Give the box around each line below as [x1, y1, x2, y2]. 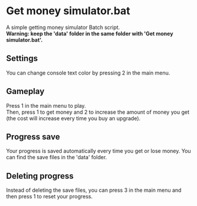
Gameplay [6, 86, 45, 96]
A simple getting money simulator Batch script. [6, 24, 120, 31]
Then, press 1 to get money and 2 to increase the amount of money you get [6, 108, 189, 115]
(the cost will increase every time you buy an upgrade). [6, 114, 141, 122]
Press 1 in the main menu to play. [6, 102, 86, 109]
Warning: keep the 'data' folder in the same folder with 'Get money [6, 30, 173, 37]
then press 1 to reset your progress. [6, 193, 93, 200]
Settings [6, 53, 38, 63]
